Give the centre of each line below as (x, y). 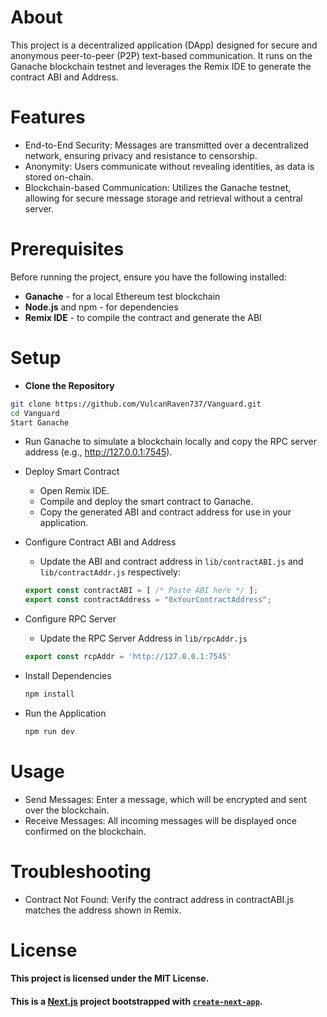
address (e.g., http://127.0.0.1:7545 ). (98, 452)
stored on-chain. (59, 177)
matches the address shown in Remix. (103, 910)
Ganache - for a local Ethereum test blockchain (122, 296)
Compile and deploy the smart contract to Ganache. (146, 502)
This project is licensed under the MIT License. (110, 978)
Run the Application (65, 713)
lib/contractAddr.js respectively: (110, 572)
